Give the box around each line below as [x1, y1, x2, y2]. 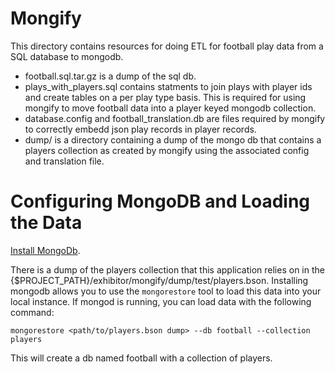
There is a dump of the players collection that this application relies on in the [10, 263, 325, 276]
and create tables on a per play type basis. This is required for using [24, 91, 307, 103]
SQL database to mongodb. [10, 50, 124, 62]
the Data [10, 212, 83, 234]
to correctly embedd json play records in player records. [24, 123, 257, 135]
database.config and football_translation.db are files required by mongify [24, 112, 326, 124]
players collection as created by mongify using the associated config [24, 144, 310, 156]
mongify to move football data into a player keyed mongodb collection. [24, 102, 317, 114]
